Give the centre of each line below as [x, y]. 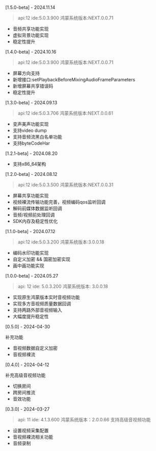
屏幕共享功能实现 [31, 196]
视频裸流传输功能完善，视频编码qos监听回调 [59, 202]
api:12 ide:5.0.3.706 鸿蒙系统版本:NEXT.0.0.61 [65, 113]
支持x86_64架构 [29, 164]
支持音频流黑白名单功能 [37, 137]
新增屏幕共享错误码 [33, 86]
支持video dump [30, 130]
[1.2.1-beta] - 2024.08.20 [31, 153]
